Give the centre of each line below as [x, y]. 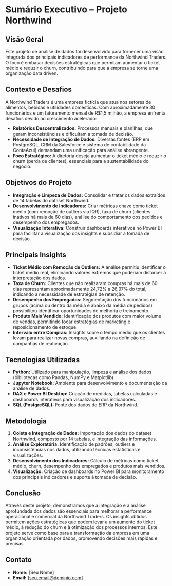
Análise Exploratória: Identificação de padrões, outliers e [74, 444]
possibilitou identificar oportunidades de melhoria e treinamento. [81, 311]
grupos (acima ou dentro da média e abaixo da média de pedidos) [82, 305]
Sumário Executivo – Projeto [66, 10]
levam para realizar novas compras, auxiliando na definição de [79, 338]
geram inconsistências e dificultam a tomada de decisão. [73, 134]
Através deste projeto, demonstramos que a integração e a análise [76, 505]
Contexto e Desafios [39, 90]
